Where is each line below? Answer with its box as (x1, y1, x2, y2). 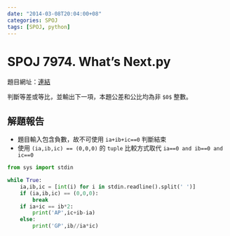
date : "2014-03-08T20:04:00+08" (7, 10, 102, 18)
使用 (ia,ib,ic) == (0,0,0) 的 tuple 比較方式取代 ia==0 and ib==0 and (17, 144, 223, 152)
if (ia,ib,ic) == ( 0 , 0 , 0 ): (20, 190, 99, 197)
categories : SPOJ (7, 17, 58, 24)
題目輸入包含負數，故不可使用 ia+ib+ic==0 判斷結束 (17, 135, 167, 144)
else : (20, 216, 36, 223)
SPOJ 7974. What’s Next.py (7, 53, 171, 70)
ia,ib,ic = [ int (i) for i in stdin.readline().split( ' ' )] (20, 183, 196, 190)
